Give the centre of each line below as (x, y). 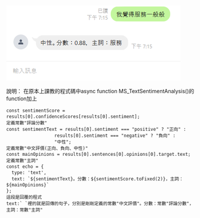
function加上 (22, 99)
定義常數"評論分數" (27, 123)
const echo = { (25, 167)
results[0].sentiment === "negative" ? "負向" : (115, 136)
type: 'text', (29, 173)
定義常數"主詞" (22, 161)
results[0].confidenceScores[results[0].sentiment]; (73, 116)
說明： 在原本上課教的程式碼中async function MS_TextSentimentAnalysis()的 (100, 91)
